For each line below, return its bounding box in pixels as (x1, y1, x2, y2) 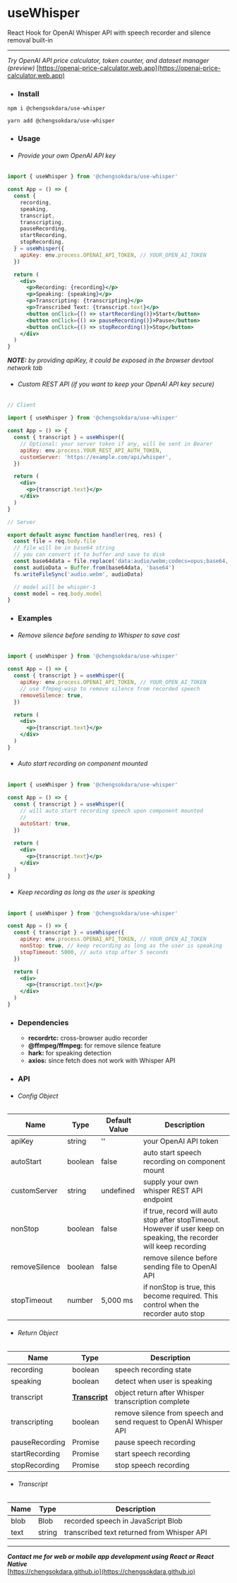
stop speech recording (114, 1460, 190, 1470)
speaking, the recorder (143, 1233, 219, 1243)
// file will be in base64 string (13, 545, 115, 552)
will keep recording (143, 1241, 207, 1251)
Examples (17, 613, 53, 623)
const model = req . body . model (13, 590, 102, 597)
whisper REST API (143, 1186, 203, 1196)
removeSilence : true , (20, 692, 83, 699)
